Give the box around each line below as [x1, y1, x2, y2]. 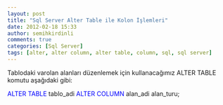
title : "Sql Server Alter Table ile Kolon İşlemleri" [7, 17, 169, 24]
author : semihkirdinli [7, 29, 74, 37]
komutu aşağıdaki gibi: [7, 76, 72, 84]
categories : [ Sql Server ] [7, 43, 83, 50]
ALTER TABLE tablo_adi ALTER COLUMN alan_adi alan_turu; [7, 89, 180, 98]
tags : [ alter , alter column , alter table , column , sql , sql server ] [7, 50, 212, 57]
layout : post [7, 10, 46, 17]
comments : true [7, 36, 52, 43]
